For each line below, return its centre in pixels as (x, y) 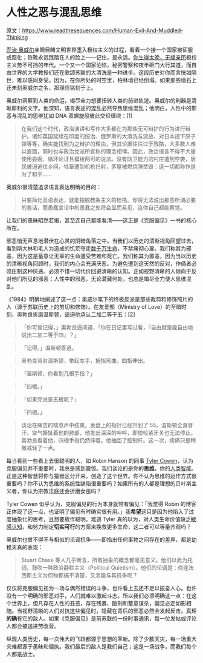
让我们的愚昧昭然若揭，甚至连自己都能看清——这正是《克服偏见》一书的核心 (101, 220)
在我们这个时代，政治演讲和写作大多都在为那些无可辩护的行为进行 (103, 129)
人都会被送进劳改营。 (33, 626)
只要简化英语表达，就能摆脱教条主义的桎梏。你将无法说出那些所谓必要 (108, 200)
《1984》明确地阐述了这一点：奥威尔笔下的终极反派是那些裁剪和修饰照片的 (100, 299)
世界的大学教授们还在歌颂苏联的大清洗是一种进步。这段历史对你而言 (96, 72)
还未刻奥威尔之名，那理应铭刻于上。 (51, 87)
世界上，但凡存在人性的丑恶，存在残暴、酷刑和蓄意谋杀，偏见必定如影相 (101, 603)
